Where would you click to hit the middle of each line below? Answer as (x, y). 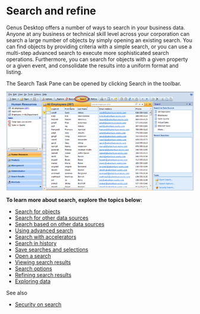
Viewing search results (43, 262)
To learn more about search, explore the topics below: (74, 200)
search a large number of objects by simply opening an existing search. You (99, 40)
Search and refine (51, 11)
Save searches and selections (51, 250)
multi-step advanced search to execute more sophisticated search (88, 53)
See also (17, 293)
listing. (14, 72)
